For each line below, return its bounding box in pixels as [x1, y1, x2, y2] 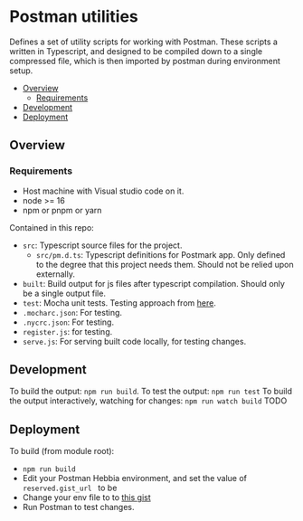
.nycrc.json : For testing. [22, 317, 115, 327]
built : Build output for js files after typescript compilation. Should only [22, 278, 285, 289]
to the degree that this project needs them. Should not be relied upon [35, 259, 294, 270]
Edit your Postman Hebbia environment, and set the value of [22, 473, 247, 484]
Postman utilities [9, 6, 138, 27]
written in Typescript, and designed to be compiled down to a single [9, 45, 263, 56]
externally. [35, 269, 75, 279]
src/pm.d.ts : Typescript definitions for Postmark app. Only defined [35, 249, 286, 260]
